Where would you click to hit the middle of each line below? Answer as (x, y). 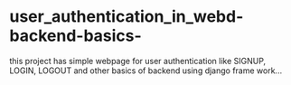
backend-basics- (75, 36)
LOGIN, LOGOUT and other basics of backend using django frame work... (146, 71)
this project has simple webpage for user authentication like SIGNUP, (138, 61)
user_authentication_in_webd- (127, 17)
